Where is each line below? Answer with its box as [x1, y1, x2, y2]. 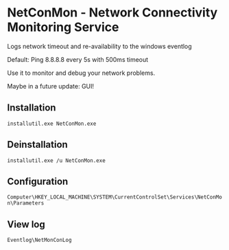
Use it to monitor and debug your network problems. [7, 69, 156, 77]
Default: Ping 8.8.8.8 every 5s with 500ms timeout [7, 55, 149, 63]
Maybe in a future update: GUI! [7, 82, 95, 90]
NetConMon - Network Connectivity [7, 5, 218, 21]
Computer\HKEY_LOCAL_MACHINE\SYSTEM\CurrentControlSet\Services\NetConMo [7, 194, 223, 201]
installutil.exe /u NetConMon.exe [7, 157, 106, 164]
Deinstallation [7, 139, 69, 150]
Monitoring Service [7, 19, 119, 35]
